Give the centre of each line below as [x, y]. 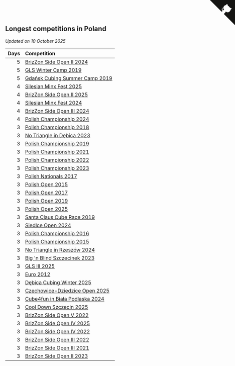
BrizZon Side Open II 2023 [56, 356]
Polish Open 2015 [46, 185]
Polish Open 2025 [46, 209]
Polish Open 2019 [46, 201]
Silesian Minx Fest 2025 [53, 86]
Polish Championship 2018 [57, 127]
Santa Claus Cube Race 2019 [60, 217]
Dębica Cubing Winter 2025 [58, 283]
